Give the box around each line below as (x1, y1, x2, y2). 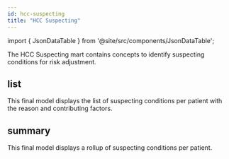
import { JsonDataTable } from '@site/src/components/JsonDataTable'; (7, 36, 215, 45)
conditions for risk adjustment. (7, 57, 97, 66)
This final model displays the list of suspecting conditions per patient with (7, 97, 223, 105)
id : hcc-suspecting (7, 10, 65, 18)
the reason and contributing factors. (7, 104, 113, 113)
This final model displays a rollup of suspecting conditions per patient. (7, 143, 213, 152)
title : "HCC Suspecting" (7, 17, 81, 24)
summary (7, 124, 51, 136)
